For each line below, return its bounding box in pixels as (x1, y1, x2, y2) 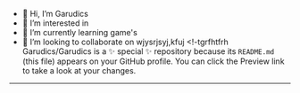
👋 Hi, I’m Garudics (21, 9, 89, 19)
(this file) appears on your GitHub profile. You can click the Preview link (21, 56, 285, 66)
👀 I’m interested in (21, 18, 89, 28)
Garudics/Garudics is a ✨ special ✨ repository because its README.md (21, 46, 275, 57)
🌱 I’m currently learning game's (21, 27, 138, 37)
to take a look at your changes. (21, 66, 137, 75)
